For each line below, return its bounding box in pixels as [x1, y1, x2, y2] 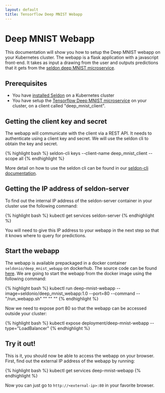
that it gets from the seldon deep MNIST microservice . [5, 65, 116, 71]
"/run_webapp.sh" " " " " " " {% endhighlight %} [5, 295, 99, 301]
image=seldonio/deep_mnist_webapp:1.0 [5, 290, 88, 296]
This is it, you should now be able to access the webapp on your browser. [5, 353, 155, 358]
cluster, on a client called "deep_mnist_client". [12, 103, 106, 109]
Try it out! [5, 340, 36, 348]
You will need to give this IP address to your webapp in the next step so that [5, 227, 159, 233]
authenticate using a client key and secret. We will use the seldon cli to [5, 136, 149, 142]
